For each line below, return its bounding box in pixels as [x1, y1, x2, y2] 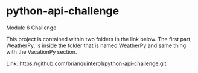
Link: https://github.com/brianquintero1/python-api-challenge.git [6, 60, 167, 67]
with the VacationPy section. [6, 48, 77, 55]
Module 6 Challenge [6, 24, 57, 31]
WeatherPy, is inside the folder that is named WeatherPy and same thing [6, 42, 187, 49]
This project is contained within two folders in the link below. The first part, [6, 35, 192, 42]
